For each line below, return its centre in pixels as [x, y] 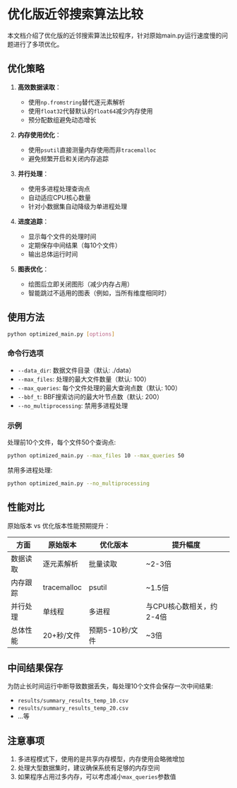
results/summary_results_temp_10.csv [73, 701]
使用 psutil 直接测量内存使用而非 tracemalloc [92, 150]
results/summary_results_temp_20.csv [73, 708]
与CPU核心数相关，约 [182, 606]
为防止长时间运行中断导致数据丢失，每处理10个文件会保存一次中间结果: [110, 686]
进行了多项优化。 [38, 44]
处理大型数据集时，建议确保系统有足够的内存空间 [89, 768]
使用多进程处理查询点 [59, 189]
